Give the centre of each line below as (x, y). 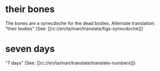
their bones (30, 9)
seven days (30, 49)
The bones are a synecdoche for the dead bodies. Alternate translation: (80, 23)
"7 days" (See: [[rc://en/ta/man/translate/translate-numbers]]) (71, 63)
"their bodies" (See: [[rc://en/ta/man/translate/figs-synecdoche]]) (74, 28)
